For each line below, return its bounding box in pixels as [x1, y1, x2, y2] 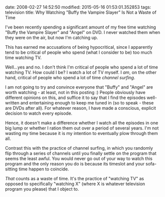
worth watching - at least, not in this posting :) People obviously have [5, 90, 146, 95]
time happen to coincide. [19, 166, 69, 172]
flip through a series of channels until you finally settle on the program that [5, 150, 157, 156]
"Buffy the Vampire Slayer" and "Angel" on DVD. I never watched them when [5, 30, 161, 35]
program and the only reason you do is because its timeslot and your [5, 161, 145, 166]
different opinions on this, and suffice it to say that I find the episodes [5, 95, 146, 100]
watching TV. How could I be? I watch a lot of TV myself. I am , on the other [5, 69, 157, 75]
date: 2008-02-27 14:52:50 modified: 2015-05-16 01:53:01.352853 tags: [5, 4, 151, 10]
